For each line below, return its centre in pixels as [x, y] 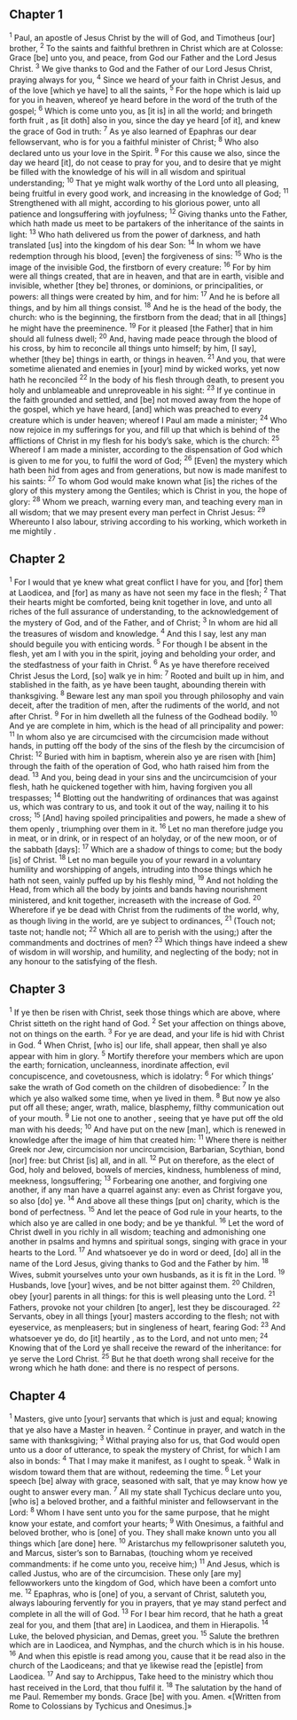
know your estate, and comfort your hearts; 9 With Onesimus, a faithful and [146, 1522]
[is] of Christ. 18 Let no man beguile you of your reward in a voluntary [135, 859]
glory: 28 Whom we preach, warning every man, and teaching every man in [146, 500]
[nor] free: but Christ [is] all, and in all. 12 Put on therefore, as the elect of [142, 1159]
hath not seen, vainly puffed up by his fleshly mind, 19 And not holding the [144, 879]
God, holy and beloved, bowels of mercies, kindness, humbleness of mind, [145, 1169]
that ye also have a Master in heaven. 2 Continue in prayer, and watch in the [147, 1429]
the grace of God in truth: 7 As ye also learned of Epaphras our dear [133, 130]
